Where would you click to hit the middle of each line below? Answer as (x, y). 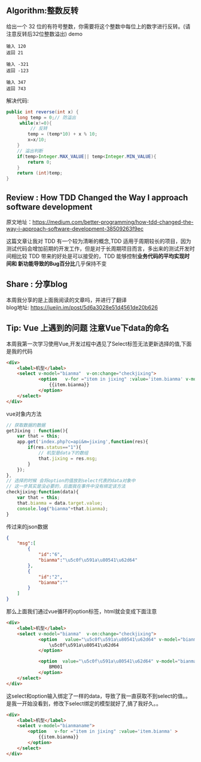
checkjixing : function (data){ (42, 492)
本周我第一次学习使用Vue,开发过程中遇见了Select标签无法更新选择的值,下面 (99, 344)
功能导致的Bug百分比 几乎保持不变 (65, 263)
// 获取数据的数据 (26, 425)
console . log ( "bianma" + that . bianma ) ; (63, 508)
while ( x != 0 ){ (36, 123)
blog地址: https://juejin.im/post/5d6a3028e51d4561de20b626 (82, 307)
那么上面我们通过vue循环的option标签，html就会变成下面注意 (82, 611)
